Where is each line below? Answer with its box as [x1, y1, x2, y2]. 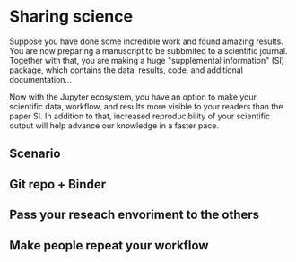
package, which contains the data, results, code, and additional [9, 65, 244, 75]
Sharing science [9, 6, 133, 27]
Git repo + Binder [9, 177, 106, 192]
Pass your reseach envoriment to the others [9, 207, 260, 223]
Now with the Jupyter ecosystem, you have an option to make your [9, 92, 257, 102]
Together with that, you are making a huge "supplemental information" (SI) [9, 55, 285, 65]
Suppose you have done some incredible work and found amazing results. [9, 36, 284, 47]
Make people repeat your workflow [9, 238, 209, 253]
